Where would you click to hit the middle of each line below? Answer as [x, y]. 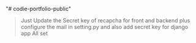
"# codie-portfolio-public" [39, 9]
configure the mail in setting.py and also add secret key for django [104, 27]
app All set [34, 33]
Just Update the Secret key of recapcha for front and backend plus [105, 20]
